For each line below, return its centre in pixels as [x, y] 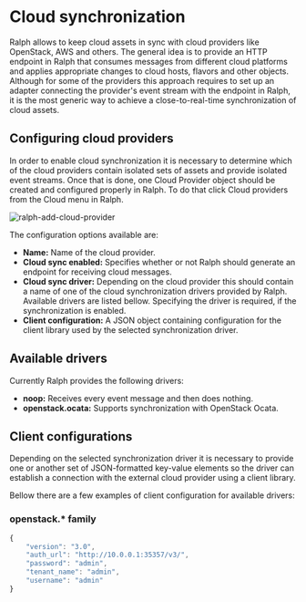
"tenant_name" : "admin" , [73, 572]
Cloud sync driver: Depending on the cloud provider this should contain [158, 281]
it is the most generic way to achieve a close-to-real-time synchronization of [153, 100]
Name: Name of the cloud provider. [89, 252]
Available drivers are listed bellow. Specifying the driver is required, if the [160, 301]
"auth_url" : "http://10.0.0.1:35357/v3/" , [107, 555]
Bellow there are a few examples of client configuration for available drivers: [153, 495]
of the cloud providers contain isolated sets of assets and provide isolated [148, 170]
